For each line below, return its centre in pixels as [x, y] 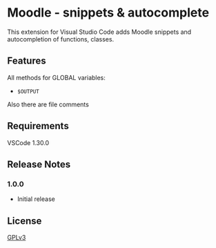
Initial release [36, 199]
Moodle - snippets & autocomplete [108, 13]
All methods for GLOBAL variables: [56, 77]
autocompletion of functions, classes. [61, 39]
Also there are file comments [48, 104]
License [24, 221]
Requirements [38, 126]
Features [27, 61]
